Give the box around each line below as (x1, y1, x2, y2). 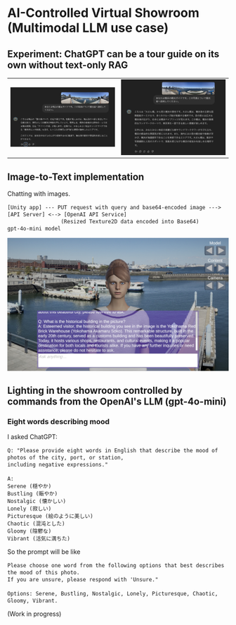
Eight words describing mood (7, 417, 110, 427)
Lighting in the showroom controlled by (7, 385, 183, 397)
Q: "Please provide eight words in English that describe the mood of (7, 447, 218, 454)
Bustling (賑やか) (7, 490, 58, 497)
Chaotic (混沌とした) (7, 520, 65, 528)
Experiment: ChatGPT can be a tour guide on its (7, 48, 220, 60)
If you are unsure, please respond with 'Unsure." (7, 576, 159, 583)
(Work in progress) (7, 609, 62, 618)
